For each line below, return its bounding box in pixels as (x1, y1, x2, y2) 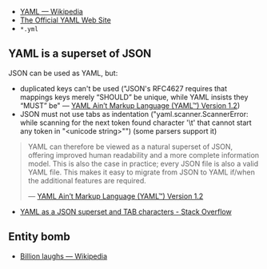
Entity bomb (8, 230, 70, 243)
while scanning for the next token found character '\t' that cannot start (19, 118, 252, 127)
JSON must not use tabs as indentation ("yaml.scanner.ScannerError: (19, 109, 249, 118)
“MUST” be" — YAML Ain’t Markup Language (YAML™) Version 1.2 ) (19, 100, 241, 110)
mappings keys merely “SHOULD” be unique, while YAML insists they (19, 92, 249, 102)
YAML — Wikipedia (19, 7, 84, 16)
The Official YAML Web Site (19, 15, 112, 25)
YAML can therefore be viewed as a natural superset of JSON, (27, 142, 233, 151)
